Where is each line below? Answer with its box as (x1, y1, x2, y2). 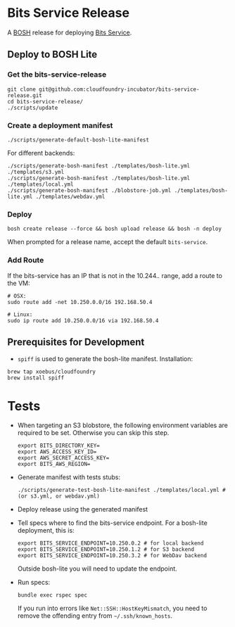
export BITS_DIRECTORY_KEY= (17, 442, 100, 450)
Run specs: (17, 578, 51, 587)
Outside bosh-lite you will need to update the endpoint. (17, 564, 177, 573)
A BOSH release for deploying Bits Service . (7, 28, 132, 37)
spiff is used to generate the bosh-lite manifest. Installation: (17, 355, 193, 363)
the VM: (7, 279, 30, 287)
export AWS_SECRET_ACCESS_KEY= (17, 455, 110, 462)
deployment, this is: (17, 526, 75, 535)
